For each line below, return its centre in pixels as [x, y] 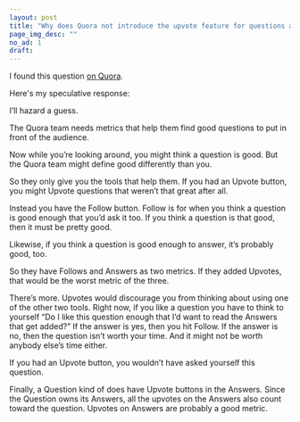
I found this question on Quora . [66, 76]
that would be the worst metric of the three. [89, 281]
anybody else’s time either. [58, 345]
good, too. [28, 254]
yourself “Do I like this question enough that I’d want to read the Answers [143, 317]
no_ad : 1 [25, 42]
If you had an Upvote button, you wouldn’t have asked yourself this [133, 363]
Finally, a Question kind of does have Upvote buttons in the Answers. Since [147, 390]
